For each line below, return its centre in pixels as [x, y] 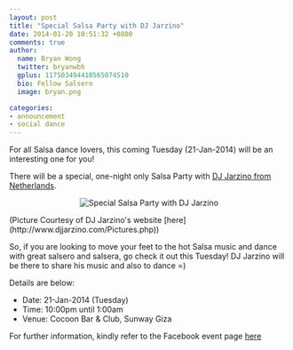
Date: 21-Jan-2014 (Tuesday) [75, 300]
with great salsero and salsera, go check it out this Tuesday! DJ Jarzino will [147, 256]
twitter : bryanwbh [51, 68]
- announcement [37, 116]
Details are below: [42, 283]
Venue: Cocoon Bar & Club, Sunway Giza [97, 319]
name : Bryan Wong [49, 59]
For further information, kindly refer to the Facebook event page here [135, 336]
